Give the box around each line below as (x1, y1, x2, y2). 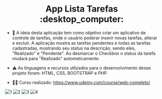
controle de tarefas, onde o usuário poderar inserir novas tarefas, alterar (12, 35, 158, 41)
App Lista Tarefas (45, 3, 118, 15)
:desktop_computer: (39, 14, 124, 25)
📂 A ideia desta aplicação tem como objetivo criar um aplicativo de (12, 30, 146, 35)
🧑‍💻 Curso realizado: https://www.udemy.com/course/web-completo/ (12, 79, 150, 85)
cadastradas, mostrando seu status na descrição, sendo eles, (12, 45, 136, 51)
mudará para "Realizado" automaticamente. (12, 55, 100, 61)
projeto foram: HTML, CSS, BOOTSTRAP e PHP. (12, 70, 108, 76)
